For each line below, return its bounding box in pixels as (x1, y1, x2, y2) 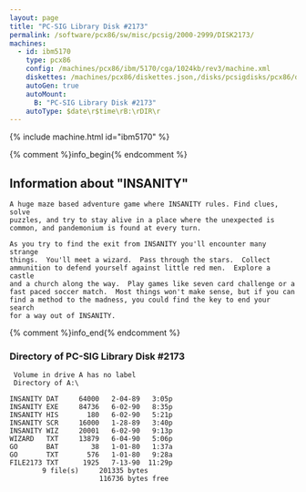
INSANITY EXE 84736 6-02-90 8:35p (9, 403, 173, 412)
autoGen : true (25, 81, 79, 90)
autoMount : (25, 89, 67, 98)
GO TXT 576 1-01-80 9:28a (9, 450, 173, 460)
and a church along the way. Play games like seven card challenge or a (9, 280, 296, 289)
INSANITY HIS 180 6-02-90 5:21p (9, 411, 173, 420)
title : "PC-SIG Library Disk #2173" (9, 22, 148, 31)
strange (9, 248, 39, 257)
